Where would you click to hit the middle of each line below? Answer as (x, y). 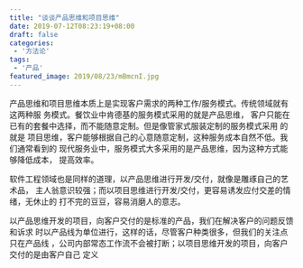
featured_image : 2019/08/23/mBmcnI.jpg (84, 77)
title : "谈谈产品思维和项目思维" (64, 18)
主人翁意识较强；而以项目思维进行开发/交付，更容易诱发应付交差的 (159, 189)
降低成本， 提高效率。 (58, 160)
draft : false (34, 34)
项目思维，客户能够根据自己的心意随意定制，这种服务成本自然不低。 (153, 137)
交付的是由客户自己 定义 (54, 254)
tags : (19, 60)
